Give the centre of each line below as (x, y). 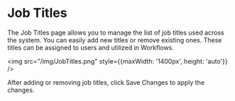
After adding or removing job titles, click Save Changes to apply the (106, 82)
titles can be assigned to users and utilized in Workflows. (91, 47)
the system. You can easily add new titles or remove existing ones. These (115, 40)
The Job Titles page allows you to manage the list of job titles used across (116, 32)
